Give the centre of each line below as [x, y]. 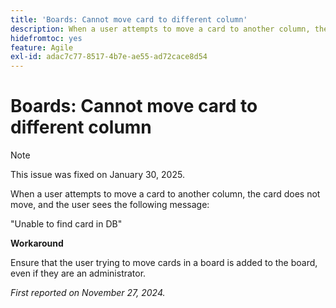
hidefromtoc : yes [46, 38]
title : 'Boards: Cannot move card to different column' [129, 19]
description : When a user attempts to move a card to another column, [160, 29]
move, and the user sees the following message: [110, 205]
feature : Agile [42, 47]
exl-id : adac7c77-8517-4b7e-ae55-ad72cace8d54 [109, 57]
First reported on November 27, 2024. [88, 293]
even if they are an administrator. [78, 273]
